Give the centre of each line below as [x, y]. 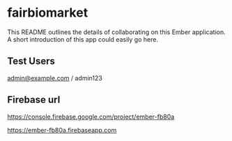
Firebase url [34, 100]
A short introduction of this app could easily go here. [83, 39]
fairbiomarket [48, 13]
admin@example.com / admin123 [55, 78]
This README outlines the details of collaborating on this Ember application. [116, 32]
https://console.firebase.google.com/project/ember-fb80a [91, 117]
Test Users [31, 61]
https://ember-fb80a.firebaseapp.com [62, 130]
